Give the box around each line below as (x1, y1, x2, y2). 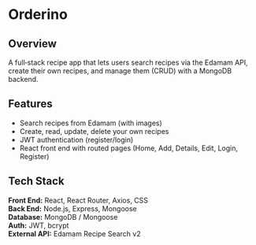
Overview (8, 37, 58, 50)
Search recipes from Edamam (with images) (19, 118, 163, 128)
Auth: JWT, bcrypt (8, 221, 69, 230)
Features (8, 97, 53, 111)
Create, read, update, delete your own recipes (19, 126, 169, 135)
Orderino (8, 6, 69, 24)
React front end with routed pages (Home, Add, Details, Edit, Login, (19, 143, 239, 153)
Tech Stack (8, 175, 65, 188)
